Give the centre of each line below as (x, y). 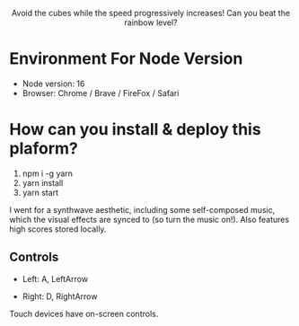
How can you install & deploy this (136, 130)
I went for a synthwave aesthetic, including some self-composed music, (142, 209)
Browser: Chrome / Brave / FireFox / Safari (101, 93)
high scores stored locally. (58, 229)
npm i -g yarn (48, 173)
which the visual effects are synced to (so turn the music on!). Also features (149, 219)
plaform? (44, 149)
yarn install (43, 182)
